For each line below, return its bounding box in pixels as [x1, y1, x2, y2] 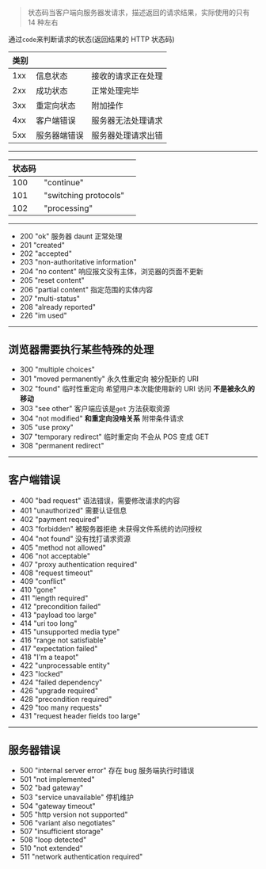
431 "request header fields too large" [19, 711, 141, 720]
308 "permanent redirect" [19, 440, 104, 450]
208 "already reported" [19, 303, 97, 311]
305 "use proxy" [19, 422, 74, 432]
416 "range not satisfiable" [19, 635, 107, 645]
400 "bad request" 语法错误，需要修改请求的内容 [19, 495, 180, 505]
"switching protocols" [44, 190, 125, 200]
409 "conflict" [19, 576, 66, 585]
